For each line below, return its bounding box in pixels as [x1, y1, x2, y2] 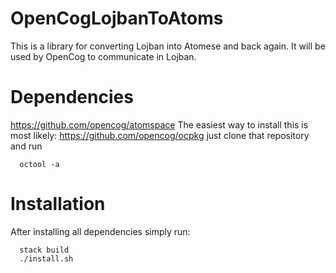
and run [10, 140, 43, 152]
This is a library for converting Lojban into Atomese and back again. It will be [10, 40, 326, 52]
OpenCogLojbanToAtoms [10, 7, 224, 30]
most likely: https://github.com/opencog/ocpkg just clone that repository [10, 129, 310, 141]
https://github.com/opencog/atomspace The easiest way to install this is [10, 118, 309, 131]
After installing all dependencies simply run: [10, 225, 191, 237]
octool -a [19, 159, 60, 169]
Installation [10, 193, 106, 216]
